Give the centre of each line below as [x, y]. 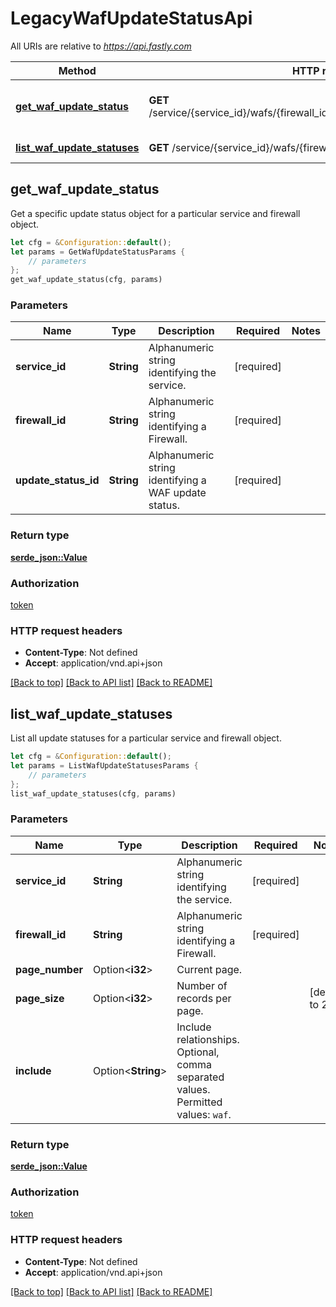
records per [204, 998]
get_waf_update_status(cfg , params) [86, 280]
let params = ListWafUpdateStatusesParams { [104, 766]
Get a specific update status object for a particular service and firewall [155, 213]
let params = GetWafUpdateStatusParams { [98, 252]
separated [200, 1077]
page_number [49, 969]
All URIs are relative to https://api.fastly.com [101, 46]
